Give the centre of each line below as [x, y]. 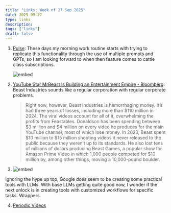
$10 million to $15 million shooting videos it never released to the [93, 138]
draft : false [19, 34]
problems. [23, 95]
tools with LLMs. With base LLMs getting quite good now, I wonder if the [81, 185]
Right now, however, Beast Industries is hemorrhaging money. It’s [94, 105]
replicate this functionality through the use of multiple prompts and [83, 54]
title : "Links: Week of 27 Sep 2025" [45, 10]
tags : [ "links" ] [22, 29]
